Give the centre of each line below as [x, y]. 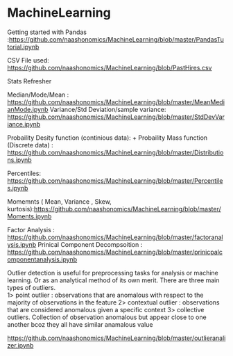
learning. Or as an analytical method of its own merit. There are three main [113, 280]
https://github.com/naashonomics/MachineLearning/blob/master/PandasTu [116, 39]
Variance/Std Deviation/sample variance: [108, 109]
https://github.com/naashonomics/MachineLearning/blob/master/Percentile [115, 180]
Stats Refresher [29, 81]
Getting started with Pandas [47, 32]
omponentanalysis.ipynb [42, 259]
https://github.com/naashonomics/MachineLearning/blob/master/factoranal [115, 237]
